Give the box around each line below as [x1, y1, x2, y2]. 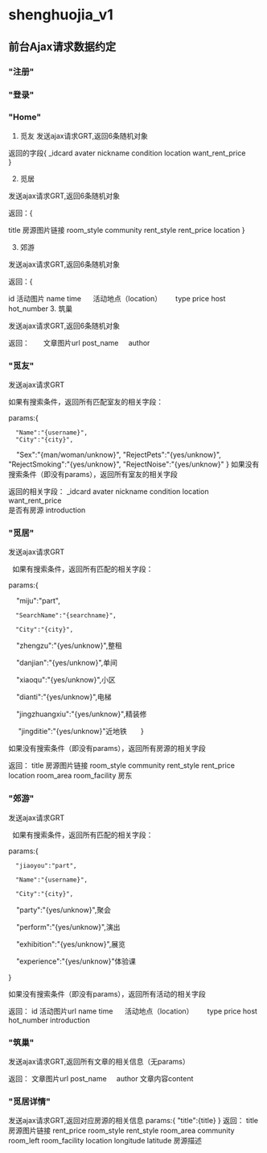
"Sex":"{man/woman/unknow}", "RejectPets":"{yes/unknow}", [15, 450, 221, 460]
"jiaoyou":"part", [15, 861, 78, 869]
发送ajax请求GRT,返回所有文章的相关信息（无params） [8, 1056, 191, 1066]
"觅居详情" [8, 1096, 51, 1107]
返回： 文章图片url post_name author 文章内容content [8, 1073, 194, 1083]
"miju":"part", [15, 596, 60, 606]
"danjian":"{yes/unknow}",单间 [15, 658, 118, 668]
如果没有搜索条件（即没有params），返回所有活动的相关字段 [8, 989, 207, 998]
